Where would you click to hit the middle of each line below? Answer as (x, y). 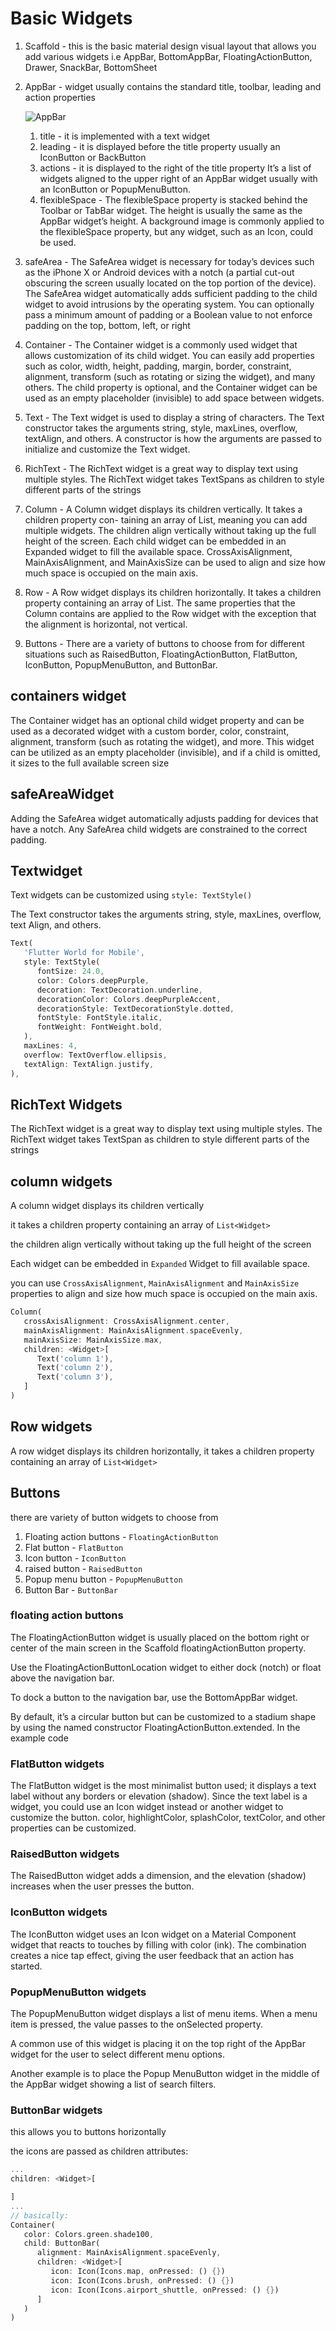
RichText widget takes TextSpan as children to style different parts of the (160, 1139)
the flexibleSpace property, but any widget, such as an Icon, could (176, 231)
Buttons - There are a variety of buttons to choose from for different (164, 643)
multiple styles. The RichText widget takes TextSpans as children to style (174, 479)
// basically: (40, 2215)
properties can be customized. (73, 1828)
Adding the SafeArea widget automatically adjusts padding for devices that (164, 818)
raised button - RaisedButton (83, 1568)
